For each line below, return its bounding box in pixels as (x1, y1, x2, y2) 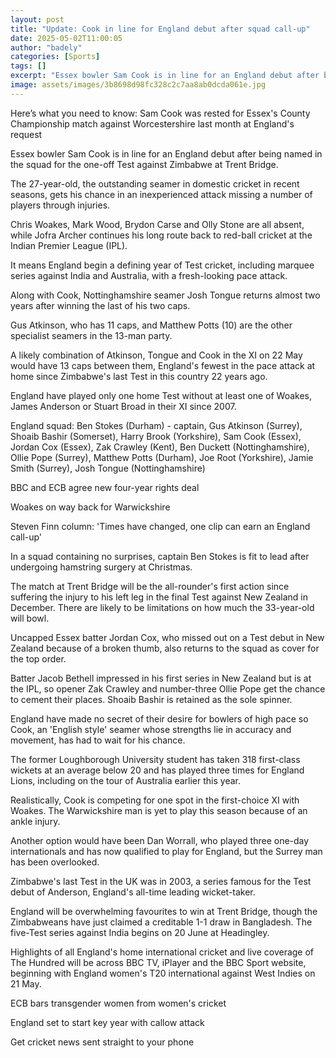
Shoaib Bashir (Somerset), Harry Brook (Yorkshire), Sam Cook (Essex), (10, 430, 302, 442)
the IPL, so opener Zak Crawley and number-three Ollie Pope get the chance (10, 682, 326, 695)
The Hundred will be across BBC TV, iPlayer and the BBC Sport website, (10, 956, 307, 968)
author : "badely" (10, 42, 83, 53)
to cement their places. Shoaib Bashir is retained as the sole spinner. (10, 693, 293, 705)
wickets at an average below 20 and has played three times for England (10, 764, 305, 776)
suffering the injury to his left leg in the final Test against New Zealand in (10, 591, 309, 603)
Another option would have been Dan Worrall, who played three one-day (10, 834, 310, 846)
